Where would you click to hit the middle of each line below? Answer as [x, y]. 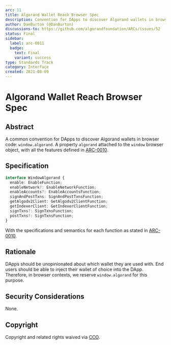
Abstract [20, 126]
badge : [17, 48]
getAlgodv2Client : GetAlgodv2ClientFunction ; [59, 202]
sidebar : [15, 39]
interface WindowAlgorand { [35, 178]
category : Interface [27, 67]
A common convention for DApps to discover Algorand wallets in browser [82, 139]
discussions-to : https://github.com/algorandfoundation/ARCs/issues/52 [83, 29]
